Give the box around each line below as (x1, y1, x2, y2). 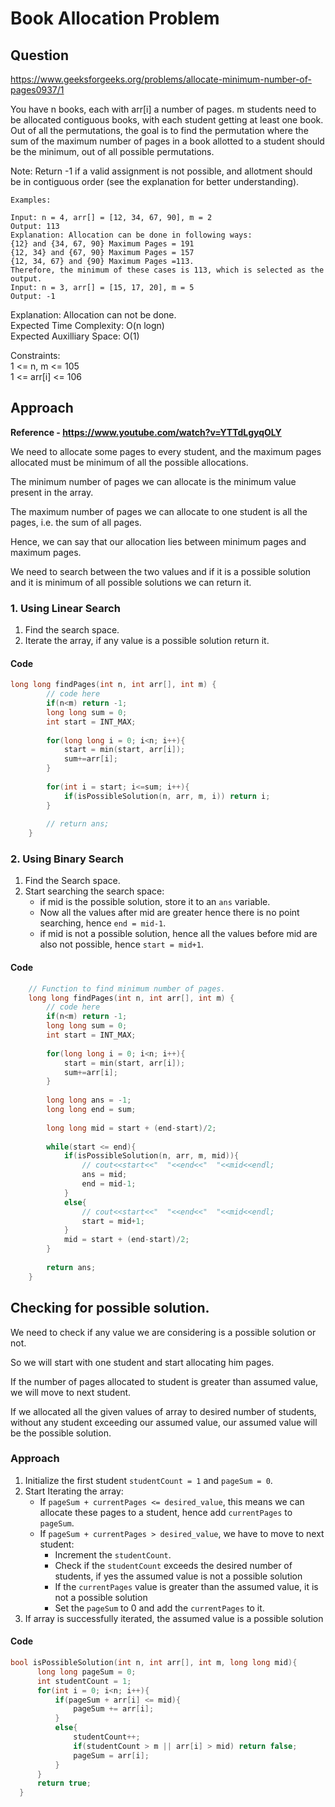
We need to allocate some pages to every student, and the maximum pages (10, 445, 322, 457)
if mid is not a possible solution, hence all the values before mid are (39, 928, 318, 940)
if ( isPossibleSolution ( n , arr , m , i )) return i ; (63, 791, 271, 801)
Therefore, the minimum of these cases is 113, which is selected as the (10, 265, 325, 275)
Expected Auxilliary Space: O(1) (10, 330, 140, 342)
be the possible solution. (10, 1427, 112, 1439)
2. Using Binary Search (10, 852, 124, 866)
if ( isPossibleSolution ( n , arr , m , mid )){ (63, 1151, 240, 1161)
